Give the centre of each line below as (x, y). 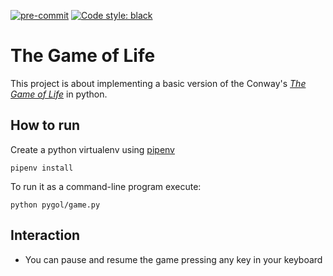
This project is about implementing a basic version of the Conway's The (158, 83)
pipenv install (42, 168)
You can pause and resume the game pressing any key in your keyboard (173, 259)
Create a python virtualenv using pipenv (92, 149)
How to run (45, 125)
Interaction (45, 235)
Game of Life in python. (59, 94)
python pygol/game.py (55, 205)
